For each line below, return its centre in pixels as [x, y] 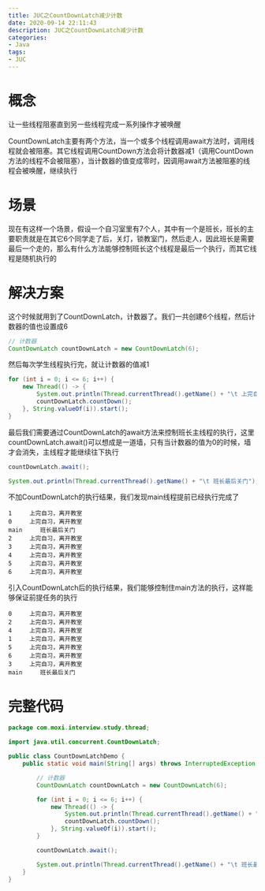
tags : [17, 52]
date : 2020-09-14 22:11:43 [52, 23]
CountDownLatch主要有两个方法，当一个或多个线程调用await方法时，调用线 [131, 141]
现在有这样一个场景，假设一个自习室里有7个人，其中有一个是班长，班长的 [127, 229]
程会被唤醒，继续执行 [43, 170]
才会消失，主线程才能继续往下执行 [63, 452]
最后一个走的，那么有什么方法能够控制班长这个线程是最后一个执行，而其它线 [132, 248]
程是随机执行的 [32, 258]
